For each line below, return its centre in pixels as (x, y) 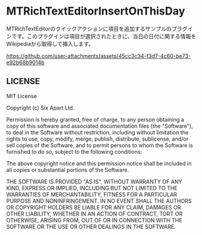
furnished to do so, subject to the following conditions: (74, 151)
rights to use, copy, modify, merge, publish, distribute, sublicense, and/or (97, 139)
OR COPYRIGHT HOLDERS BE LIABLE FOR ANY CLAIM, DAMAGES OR (94, 207)
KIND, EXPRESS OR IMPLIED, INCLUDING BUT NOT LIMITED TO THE (92, 188)
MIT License (22, 96)
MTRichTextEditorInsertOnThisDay (96, 11)
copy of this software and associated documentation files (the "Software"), (100, 126)
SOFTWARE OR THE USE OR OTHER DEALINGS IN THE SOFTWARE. (91, 227)
